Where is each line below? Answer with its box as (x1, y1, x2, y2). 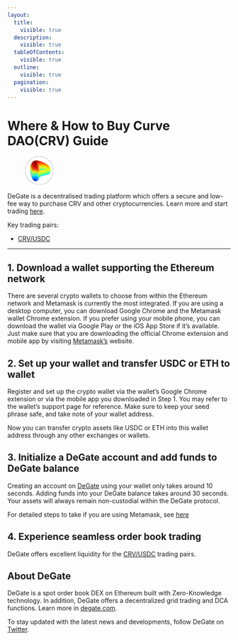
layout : (7, 11, 30, 18)
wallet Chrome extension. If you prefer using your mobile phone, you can (7, 314, 220, 322)
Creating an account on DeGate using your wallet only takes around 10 (7, 481, 213, 490)
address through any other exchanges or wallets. (7, 431, 151, 439)
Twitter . (7, 625, 30, 634)
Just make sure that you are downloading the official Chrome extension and (7, 330, 229, 338)
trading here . (7, 207, 45, 215)
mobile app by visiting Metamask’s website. (7, 337, 135, 345)
